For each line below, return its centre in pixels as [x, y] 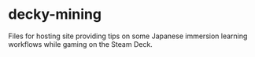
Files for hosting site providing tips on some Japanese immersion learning [128, 36]
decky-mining [55, 14]
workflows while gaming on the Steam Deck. [81, 44]
